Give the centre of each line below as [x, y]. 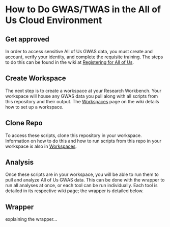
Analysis [20, 162]
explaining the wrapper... [31, 219]
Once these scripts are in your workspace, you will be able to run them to [82, 174]
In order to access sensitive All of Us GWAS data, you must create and [79, 51]
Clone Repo [24, 123]
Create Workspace [36, 78]
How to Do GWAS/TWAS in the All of [83, 9]
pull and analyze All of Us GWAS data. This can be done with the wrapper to [85, 180]
